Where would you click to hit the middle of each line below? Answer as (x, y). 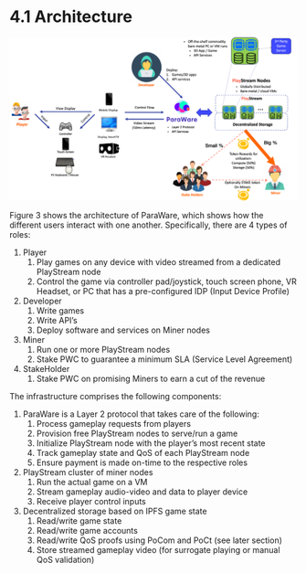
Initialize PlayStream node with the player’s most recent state (151, 443)
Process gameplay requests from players (114, 423)
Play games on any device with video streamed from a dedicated (158, 261)
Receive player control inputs (91, 501)
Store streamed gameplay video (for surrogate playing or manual (158, 549)
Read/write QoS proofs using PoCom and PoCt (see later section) (159, 540)
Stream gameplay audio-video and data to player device (142, 492)
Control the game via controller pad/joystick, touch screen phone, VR (166, 281)
